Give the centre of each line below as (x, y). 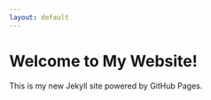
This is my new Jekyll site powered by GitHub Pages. (106, 86)
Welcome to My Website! (103, 61)
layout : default (39, 17)
